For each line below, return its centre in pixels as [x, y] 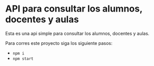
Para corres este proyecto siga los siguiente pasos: [59, 43]
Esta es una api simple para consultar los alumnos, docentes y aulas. [78, 33]
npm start [23, 58]
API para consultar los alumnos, [74, 9]
